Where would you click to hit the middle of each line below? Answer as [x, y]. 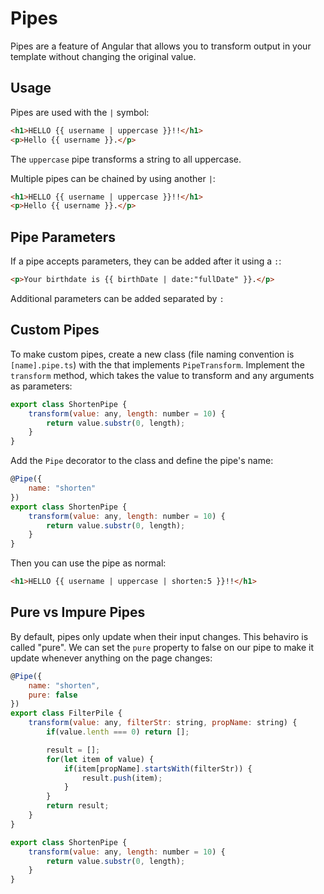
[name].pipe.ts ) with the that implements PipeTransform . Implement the [157, 364]
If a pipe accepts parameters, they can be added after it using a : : [146, 261]
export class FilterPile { [66, 713]
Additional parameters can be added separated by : [117, 298]
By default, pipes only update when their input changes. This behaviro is [159, 636]
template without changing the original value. [103, 56]
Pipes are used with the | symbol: [80, 112]
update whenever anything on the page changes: [111, 658]
